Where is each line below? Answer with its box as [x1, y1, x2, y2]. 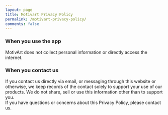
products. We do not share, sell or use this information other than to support [5, 88, 163, 95]
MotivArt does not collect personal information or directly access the [5, 49, 147, 55]
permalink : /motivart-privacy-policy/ [5, 16, 87, 21]
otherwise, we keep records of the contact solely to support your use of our [5, 83, 162, 89]
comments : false [5, 21, 39, 26]
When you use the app [5, 38, 61, 45]
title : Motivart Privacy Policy [5, 12, 73, 17]
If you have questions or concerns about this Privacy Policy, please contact [5, 99, 161, 105]
